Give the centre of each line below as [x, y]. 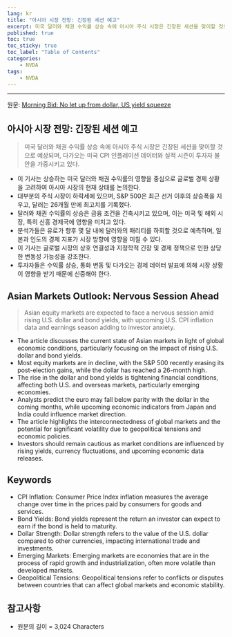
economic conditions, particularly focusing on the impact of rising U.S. [117, 348]
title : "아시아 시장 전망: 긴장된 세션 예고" [64, 20]
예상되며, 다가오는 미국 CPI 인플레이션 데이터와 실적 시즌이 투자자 [125, 156]
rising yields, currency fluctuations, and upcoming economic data [110, 451]
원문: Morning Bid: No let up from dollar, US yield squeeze [89, 105]
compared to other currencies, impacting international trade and [108, 541]
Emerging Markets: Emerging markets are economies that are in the [113, 555]
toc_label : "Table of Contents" [54, 53]
